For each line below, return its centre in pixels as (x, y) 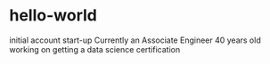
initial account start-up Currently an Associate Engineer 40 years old (135, 40)
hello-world (53, 16)
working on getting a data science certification (95, 49)
